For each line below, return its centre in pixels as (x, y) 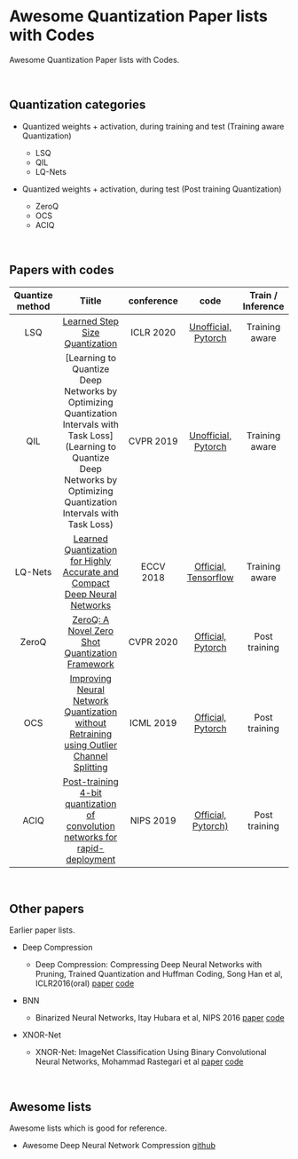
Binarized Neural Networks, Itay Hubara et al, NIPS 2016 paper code (160, 1018)
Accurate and (91, 572)
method (33, 306)
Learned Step (91, 321)
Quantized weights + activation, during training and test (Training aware (153, 126)
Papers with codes (62, 270)
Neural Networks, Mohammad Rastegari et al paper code (139, 1061)
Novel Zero (90, 630)
